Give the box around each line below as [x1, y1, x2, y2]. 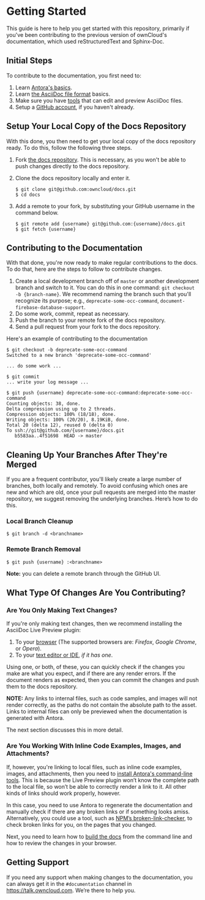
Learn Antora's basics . [15, 84, 72, 91]
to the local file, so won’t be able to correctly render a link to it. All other [6, 783, 187, 790]
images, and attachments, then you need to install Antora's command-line [6, 770, 193, 777]
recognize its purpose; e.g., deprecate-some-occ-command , [15, 297, 159, 305]
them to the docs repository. [6, 683, 78, 691]
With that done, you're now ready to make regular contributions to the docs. [6, 259, 198, 267]
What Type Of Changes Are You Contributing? [6, 588, 186, 598]
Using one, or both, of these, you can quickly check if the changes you [6, 663, 185, 671]
